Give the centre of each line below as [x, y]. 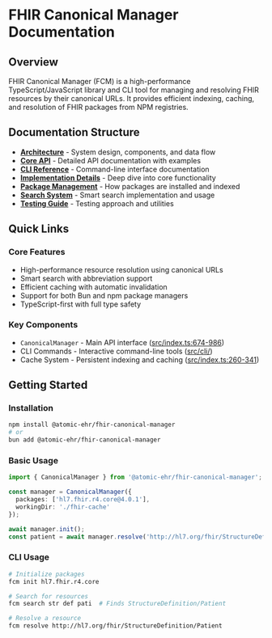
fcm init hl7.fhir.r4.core [54, 581]
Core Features [37, 252]
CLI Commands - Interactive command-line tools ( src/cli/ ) [116, 351]
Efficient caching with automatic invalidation [93, 287]
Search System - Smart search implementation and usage [117, 195]
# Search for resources [49, 596]
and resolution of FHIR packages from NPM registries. [98, 107]
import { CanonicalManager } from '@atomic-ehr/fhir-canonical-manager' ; [136, 477]
